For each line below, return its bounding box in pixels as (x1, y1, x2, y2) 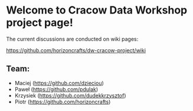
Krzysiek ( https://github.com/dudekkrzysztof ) (14, 92, 126, 99)
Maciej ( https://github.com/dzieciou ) (14, 79, 104, 86)
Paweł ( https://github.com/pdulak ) (14, 86, 99, 93)
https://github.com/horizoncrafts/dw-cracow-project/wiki (6, 46, 146, 53)
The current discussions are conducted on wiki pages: (6, 35, 139, 42)
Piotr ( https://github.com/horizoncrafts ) (14, 98, 111, 105)
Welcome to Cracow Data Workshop (6, 4, 188, 17)
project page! (6, 16, 74, 29)
